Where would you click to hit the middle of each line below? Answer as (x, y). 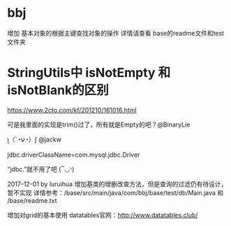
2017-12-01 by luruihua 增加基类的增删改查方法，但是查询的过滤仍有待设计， (117, 184)
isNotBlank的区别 (58, 91)
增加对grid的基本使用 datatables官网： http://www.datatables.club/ (103, 215)
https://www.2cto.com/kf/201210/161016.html (72, 110)
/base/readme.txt (32, 200)
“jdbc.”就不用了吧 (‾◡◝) (41, 169)
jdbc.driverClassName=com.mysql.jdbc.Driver (74, 155)
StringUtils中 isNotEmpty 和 (89, 73)
